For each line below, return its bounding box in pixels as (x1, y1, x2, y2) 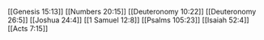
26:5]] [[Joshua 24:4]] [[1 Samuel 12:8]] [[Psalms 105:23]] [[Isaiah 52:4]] (7, 15, 249, 25)
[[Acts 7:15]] (7, 24, 49, 33)
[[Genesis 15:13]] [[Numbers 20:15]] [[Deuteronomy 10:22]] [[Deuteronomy (7, 7, 257, 16)
